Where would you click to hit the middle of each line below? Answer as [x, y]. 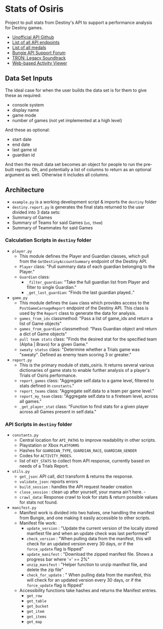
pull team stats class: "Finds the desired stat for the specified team [88, 339]
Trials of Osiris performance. [48, 375]
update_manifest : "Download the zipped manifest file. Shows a [90, 554]
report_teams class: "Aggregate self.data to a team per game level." [87, 391]
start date [22, 139]
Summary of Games [32, 217]
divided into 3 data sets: [36, 212]
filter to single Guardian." [52, 287]
